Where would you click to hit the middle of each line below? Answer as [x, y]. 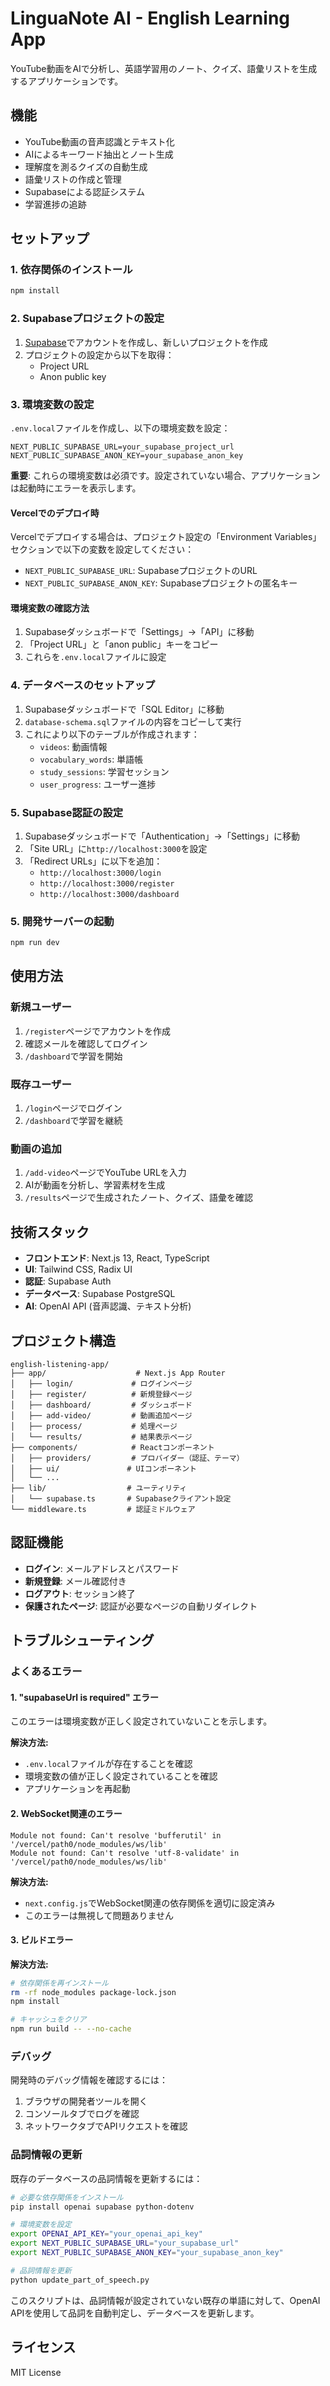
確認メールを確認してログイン [86, 1043]
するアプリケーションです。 [67, 81]
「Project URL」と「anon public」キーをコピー [121, 644]
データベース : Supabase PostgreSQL [100, 1294]
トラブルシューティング [82, 1640]
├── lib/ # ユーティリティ [99, 1488]
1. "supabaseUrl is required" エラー [84, 1697]
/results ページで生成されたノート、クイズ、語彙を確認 [139, 1198]
